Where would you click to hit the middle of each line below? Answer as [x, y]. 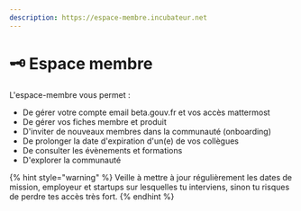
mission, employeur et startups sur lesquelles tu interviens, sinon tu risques [150, 187]
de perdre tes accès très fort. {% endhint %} [92, 196]
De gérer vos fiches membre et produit [94, 121]
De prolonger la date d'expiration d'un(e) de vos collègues [130, 141]
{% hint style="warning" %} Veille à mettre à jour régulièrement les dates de [151, 177]
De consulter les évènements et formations [102, 150]
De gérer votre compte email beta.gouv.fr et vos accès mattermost [146, 112]
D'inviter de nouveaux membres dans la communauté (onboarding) [147, 131]
